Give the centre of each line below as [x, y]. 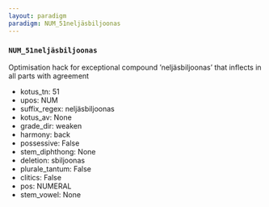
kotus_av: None [46, 117]
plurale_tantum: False [55, 169]
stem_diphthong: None [58, 151]
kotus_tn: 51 [40, 91]
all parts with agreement [49, 76]
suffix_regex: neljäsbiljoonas [67, 108]
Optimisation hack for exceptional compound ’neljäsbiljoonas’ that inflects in [135, 67]
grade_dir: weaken [51, 125]
